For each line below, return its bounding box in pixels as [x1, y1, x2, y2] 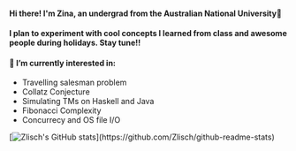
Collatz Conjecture [21, 87, 90, 97]
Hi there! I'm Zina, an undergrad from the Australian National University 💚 [9, 8, 283, 19]
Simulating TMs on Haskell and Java [21, 96, 155, 107]
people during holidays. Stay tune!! [9, 37, 141, 49]
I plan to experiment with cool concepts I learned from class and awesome [9, 28, 287, 39]
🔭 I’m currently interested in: [9, 57, 117, 68]
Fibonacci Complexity [21, 105, 102, 116]
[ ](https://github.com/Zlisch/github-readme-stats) [9, 132, 276, 142]
